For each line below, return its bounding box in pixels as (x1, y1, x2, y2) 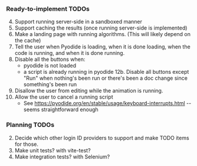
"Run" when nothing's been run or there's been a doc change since (23, 74, 188, 82)
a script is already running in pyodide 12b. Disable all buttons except (23, 69, 189, 76)
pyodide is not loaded (23, 62, 77, 69)
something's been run (23, 81, 77, 88)
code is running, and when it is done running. (14, 50, 125, 57)
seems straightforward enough (23, 106, 98, 113)
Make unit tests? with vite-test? (14, 147, 91, 154)
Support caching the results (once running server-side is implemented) (14, 24, 188, 31)
